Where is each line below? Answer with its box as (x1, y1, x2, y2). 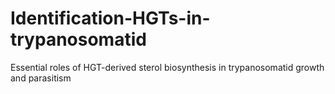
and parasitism (10, 72, 72, 84)
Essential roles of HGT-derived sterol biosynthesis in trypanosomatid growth (10, 61, 325, 73)
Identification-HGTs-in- (10, 7, 211, 30)
